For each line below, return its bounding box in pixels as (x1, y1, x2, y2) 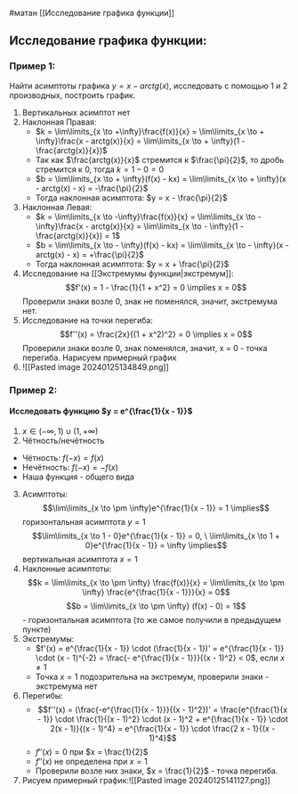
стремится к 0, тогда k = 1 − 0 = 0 (35, 164, 165, 175)
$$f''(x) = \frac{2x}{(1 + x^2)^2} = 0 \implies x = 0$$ (59, 329, 253, 340)
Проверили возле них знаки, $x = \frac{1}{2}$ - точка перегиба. (35, 765, 278, 776)
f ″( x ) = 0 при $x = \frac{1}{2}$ (35, 746, 149, 757)
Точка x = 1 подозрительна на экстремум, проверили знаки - (35, 671, 270, 682)
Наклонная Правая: (21, 116, 97, 127)
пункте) (21, 624, 52, 634)
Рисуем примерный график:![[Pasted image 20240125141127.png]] (21, 774, 271, 785)
